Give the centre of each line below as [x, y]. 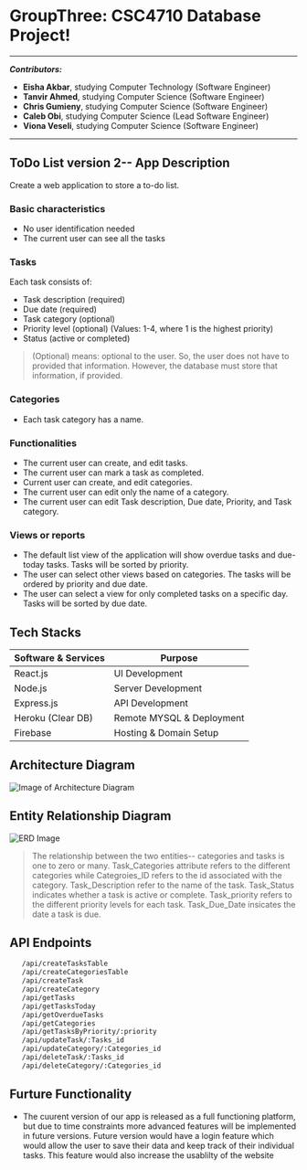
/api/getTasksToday [58, 1006]
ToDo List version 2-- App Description [120, 163]
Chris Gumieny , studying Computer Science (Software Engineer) [145, 106]
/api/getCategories [58, 1023]
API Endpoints [51, 943]
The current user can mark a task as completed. [113, 473]
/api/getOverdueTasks [63, 1015]
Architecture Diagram [72, 766]
